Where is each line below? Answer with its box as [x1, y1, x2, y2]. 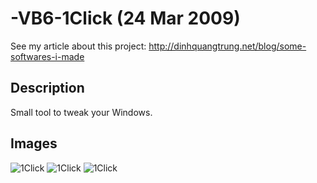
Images [10, 135, 58, 152]
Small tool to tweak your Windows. [10, 106, 153, 118]
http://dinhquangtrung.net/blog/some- [148, 40, 307, 52]
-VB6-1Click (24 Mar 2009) [10, 7, 241, 30]
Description [10, 80, 85, 97]
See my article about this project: [10, 40, 147, 52]
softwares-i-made [10, 50, 85, 62]
